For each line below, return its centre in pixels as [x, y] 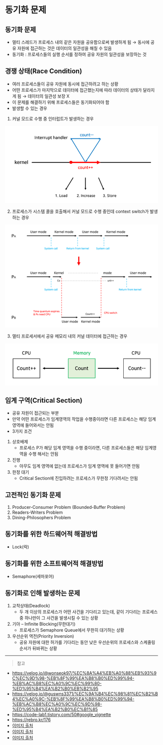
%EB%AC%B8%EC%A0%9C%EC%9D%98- [57, 704]
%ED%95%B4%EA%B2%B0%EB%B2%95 [55, 689]
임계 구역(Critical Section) [44, 400]
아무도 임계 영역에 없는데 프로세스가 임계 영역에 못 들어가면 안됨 [79, 466]
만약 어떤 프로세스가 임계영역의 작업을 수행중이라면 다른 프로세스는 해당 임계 [84, 419]
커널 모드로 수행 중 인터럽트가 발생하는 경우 [53, 119]
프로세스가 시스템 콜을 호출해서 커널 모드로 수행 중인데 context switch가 [80, 211]
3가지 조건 [22, 431]
